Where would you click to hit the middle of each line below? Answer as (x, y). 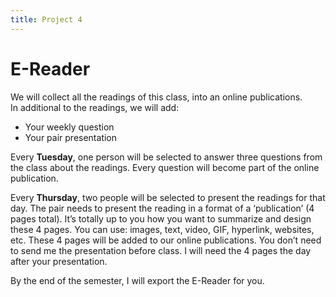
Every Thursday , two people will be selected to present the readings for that (168, 197)
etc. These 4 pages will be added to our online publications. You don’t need (166, 240)
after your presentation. (59, 261)
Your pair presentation (71, 137)
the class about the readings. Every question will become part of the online (165, 167)
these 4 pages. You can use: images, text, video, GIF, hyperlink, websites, (162, 229)
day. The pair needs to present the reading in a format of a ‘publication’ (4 (162, 208)
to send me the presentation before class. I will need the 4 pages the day (161, 250)
